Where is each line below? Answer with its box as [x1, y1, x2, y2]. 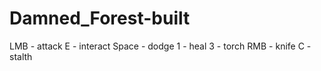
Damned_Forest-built [9, 7, 191, 30]
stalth [9, 50, 33, 62]
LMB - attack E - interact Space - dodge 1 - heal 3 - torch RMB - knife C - [9, 40, 312, 52]
